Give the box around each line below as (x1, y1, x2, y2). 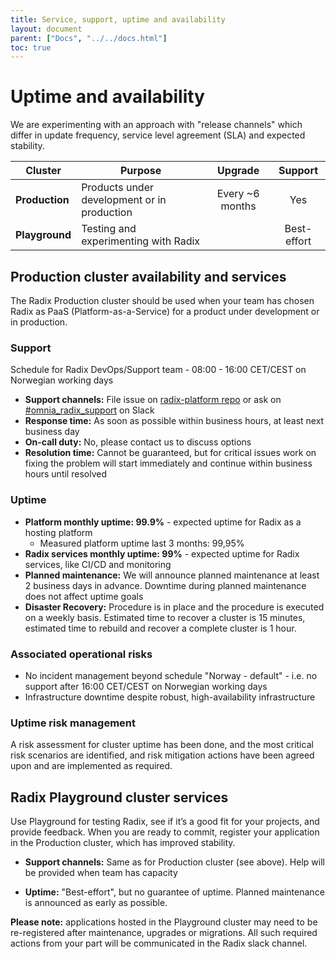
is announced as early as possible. (24, 897, 168, 908)
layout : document (10, 24, 83, 34)
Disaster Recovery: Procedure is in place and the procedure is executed (24, 601, 325, 613)
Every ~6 (216, 187, 260, 201)
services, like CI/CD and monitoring (24, 558, 172, 570)
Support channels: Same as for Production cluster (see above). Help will (24, 856, 325, 868)
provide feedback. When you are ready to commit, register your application (10, 826, 320, 838)
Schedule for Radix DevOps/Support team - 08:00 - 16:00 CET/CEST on (10, 364, 307, 376)
